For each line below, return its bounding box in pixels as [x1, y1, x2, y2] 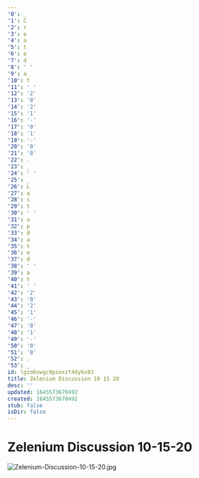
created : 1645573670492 [7, 395, 78, 402]
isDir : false [7, 408, 46, 416]
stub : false [7, 402, 43, 409]
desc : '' [7, 382, 34, 389]
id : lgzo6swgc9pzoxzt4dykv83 [7, 369, 94, 376]
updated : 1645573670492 [7, 388, 78, 396]
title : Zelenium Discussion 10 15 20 [7, 375, 120, 382]
